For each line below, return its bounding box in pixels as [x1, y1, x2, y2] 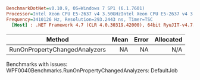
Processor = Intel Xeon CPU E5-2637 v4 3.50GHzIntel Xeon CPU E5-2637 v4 [6, 11, 187, 17]
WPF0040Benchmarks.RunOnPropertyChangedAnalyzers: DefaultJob [6, 66, 178, 74]
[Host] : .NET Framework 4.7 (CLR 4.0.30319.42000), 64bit [11, 22, 161, 28]
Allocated [154, 35, 183, 43]
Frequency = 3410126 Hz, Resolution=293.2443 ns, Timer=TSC [6, 16, 153, 23]
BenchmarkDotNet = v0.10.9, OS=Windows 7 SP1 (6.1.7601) [6, 5, 145, 11]
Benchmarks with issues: [6, 60, 68, 68]
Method [46, 35, 69, 43]
